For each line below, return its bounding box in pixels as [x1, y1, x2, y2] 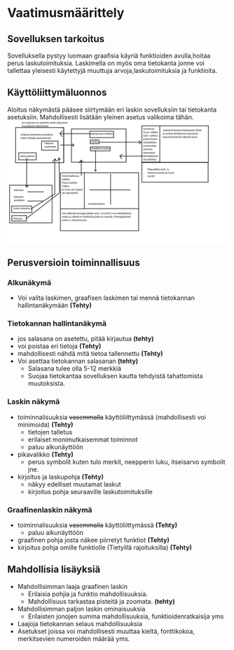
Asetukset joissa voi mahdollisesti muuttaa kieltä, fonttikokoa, [17, 627, 195, 635]
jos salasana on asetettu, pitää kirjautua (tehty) [17, 335, 154, 343]
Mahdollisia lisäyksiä [7, 564, 101, 576]
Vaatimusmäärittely [7, 5, 125, 21]
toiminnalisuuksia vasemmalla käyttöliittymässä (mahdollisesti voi [17, 413, 207, 421]
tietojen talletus [27, 427, 73, 436]
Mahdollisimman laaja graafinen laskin [17, 582, 128, 590]
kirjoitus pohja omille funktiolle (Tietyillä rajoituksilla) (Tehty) [17, 543, 193, 552]
